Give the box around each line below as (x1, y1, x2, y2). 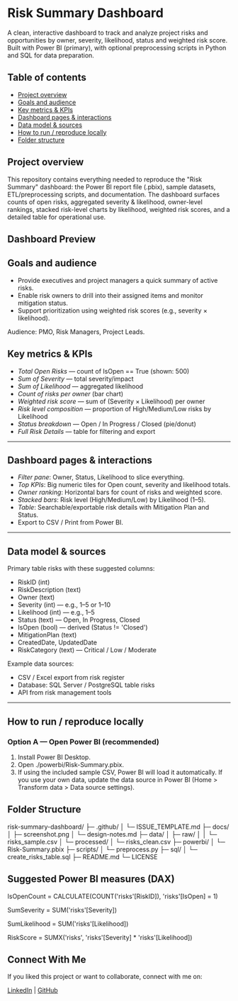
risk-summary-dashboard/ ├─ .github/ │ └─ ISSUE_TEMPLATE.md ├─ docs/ (7, 822, 229, 831)
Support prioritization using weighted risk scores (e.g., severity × (17, 306, 208, 315)
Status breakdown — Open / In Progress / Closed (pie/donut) (17, 420, 197, 428)
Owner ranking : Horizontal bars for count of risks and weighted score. (17, 488, 223, 497)
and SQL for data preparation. (7, 51, 94, 60)
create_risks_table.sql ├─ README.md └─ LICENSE (7, 852, 158, 861)
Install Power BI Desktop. (17, 753, 91, 761)
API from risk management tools (17, 688, 112, 697)
